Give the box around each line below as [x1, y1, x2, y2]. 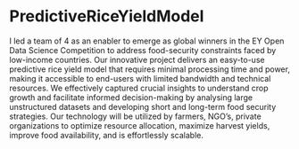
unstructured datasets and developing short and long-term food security [9, 101, 277, 112]
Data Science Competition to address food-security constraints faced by [9, 44, 277, 55]
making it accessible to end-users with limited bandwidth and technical [9, 73, 271, 83]
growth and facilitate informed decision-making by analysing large [9, 91, 253, 103]
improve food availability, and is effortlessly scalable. [9, 129, 203, 140]
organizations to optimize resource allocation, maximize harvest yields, [9, 120, 270, 130]
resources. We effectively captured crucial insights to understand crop [9, 82, 270, 93]
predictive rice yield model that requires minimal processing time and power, [9, 64, 290, 74]
